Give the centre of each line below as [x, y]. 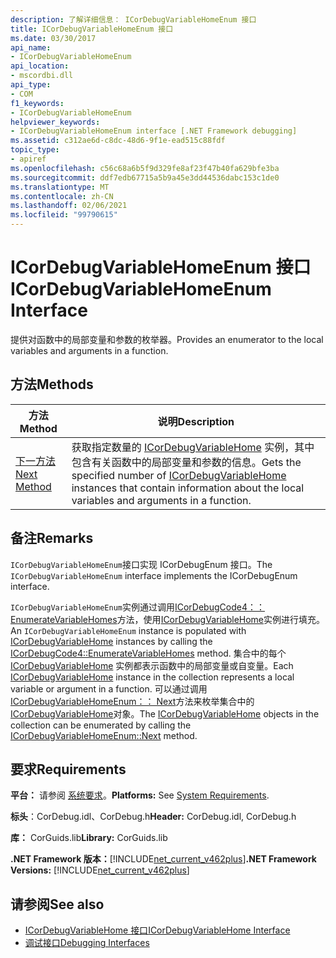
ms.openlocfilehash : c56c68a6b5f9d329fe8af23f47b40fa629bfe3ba [145, 168]
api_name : [31, 47]
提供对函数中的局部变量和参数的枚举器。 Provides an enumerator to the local [167, 339]
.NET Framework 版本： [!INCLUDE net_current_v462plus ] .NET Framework [163, 859]
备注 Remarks [52, 538]
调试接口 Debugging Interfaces [87, 943]
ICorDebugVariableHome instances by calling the [111, 641]
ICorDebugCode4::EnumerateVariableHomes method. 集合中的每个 [148, 653]
